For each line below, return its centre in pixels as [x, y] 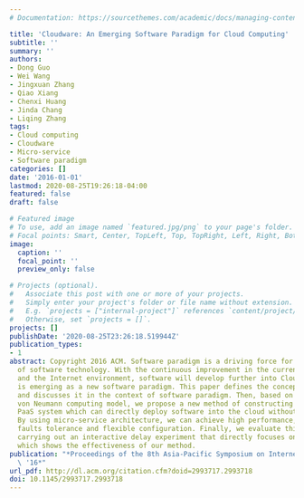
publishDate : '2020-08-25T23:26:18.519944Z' [95, 336]
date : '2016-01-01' [46, 177]
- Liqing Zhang [38, 119]
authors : [26, 60]
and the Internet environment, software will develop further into [147, 378]
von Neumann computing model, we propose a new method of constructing [156, 404]
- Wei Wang [30, 77]
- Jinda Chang [36, 110]
